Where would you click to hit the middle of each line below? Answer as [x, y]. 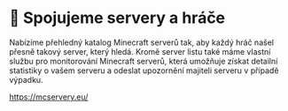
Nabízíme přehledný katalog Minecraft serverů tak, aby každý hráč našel [142, 42]
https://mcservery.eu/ [49, 97]
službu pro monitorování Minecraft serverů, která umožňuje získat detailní [144, 61]
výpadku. [26, 79]
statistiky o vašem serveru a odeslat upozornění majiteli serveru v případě [144, 70]
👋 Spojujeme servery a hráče [117, 18]
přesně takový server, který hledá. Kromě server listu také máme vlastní [140, 51]
